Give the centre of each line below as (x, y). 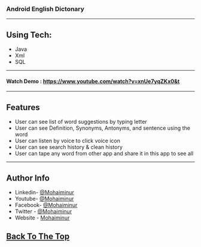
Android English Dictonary (45, 9)
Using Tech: (29, 35)
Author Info (28, 178)
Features (23, 107)
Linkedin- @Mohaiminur (45, 192)
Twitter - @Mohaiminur (43, 211)
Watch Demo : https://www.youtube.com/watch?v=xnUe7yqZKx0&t (93, 81)
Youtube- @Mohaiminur (44, 199)
